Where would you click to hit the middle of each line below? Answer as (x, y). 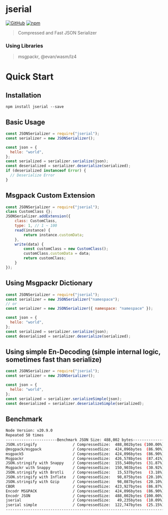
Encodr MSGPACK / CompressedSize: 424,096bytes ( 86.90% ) (85, 491)
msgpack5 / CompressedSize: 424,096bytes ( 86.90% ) (85, 454)
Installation (23, 95)
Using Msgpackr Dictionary (49, 283)
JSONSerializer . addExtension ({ (38, 216)
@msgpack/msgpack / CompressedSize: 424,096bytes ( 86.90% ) (85, 449)
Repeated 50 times (25, 435)
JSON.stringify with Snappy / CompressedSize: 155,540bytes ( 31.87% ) (85, 463)
